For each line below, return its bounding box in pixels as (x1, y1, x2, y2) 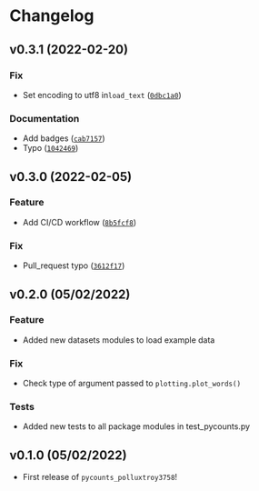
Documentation (9, 112, 80, 125)
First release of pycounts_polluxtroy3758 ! (22, 472, 178, 483)
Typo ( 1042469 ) (22, 143, 79, 154)
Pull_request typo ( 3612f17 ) (22, 260, 125, 271)
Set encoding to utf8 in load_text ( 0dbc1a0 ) (22, 89, 182, 100)
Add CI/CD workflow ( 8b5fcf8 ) (22, 216, 137, 227)
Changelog (9, 5, 95, 26)
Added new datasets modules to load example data (22, 334, 215, 346)
